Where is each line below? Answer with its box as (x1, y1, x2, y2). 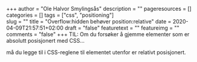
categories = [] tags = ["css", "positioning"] (6, 11, 114, 19)
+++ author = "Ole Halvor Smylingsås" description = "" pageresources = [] (6, 5, 192, 12)
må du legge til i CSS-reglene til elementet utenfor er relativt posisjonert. (6, 49, 186, 56)
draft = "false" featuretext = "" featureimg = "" (64, 24, 180, 31)
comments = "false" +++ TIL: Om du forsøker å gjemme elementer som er (6, 31, 190, 38)
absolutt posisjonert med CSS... (6, 37, 85, 44)
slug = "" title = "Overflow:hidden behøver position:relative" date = (6, 18, 172, 25)
